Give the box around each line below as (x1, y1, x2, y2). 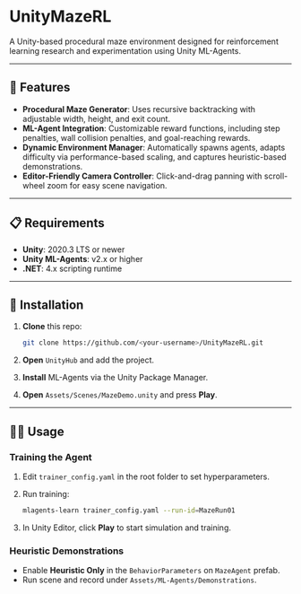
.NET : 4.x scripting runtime (21, 263, 123, 274)
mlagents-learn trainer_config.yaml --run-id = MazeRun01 (21, 505, 236, 515)
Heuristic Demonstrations (9, 545, 125, 557)
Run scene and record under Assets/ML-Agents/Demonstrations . (21, 574, 257, 585)
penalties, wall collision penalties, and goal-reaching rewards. (21, 132, 251, 143)
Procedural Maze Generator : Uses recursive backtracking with (21, 103, 256, 114)
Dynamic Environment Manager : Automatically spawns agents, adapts (21, 142, 286, 153)
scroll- (263, 170, 288, 181)
